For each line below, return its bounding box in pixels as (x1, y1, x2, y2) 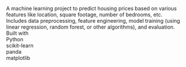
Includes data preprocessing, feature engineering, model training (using (6, 17, 181, 24)
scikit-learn (6, 42, 34, 49)
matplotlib (6, 55, 31, 61)
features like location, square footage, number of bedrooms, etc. (6, 11, 163, 18)
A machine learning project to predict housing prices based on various (6, 5, 177, 12)
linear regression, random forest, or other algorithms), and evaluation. (6, 23, 175, 30)
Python (6, 36, 24, 43)
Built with (6, 30, 29, 37)
